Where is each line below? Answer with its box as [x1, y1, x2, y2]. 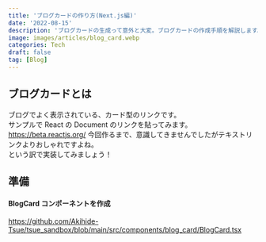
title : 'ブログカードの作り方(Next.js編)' [8, 11, 137, 20]
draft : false [8, 48, 51, 56]
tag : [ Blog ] [8, 56, 47, 64]
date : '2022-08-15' [8, 19, 73, 27]
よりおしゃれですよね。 [21, 140, 99, 149]
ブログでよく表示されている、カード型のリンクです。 [8, 109, 181, 119]
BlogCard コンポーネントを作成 [8, 198, 111, 208]
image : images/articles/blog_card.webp [8, 33, 140, 42]
